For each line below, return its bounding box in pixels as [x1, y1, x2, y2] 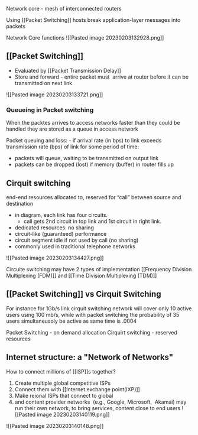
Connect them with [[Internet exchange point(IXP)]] [14, 385, 140, 392]
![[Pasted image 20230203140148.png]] [6, 422, 104, 429]
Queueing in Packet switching [6, 106, 94, 114]
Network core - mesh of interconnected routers [6, 5, 122, 12]
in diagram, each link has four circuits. [14, 211, 108, 218]
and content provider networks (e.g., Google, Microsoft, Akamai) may [14, 398, 187, 405]
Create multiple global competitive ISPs [14, 379, 111, 387]
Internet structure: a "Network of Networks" [6, 352, 174, 362]
